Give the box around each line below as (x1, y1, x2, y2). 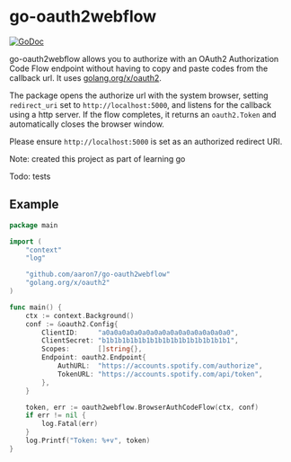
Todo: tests (9, 171, 51, 182)
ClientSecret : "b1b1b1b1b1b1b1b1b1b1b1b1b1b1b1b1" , (41, 336, 240, 345)
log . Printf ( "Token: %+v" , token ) (25, 436, 151, 445)
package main (9, 220, 58, 230)
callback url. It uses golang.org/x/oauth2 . (9, 72, 162, 83)
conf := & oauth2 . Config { (25, 319, 119, 329)
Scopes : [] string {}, (41, 344, 143, 354)
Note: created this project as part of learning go (9, 153, 186, 164)
